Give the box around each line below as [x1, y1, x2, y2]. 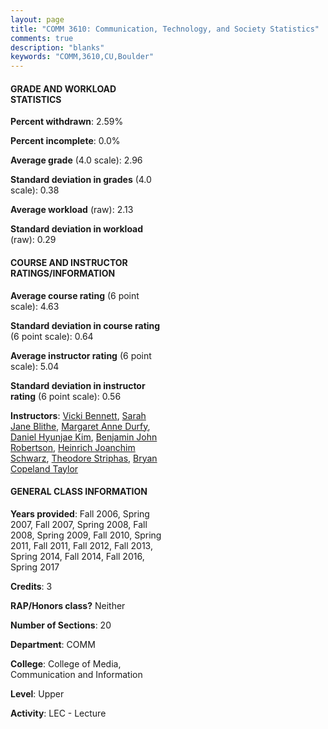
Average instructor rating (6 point [10, 349, 152, 361]
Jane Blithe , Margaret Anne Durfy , [10, 420, 151, 432]
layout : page [10, 14, 65, 25]
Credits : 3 [10, 580, 53, 592]
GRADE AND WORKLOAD [10, 82, 117, 95]
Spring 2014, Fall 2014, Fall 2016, [10, 550, 145, 562]
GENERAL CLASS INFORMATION [10, 486, 148, 498]
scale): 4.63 [10, 300, 60, 312]
